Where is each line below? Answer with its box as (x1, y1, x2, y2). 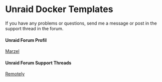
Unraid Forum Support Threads (5, 59, 72, 66)
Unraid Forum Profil (5, 37, 47, 43)
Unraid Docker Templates (5, 4, 113, 15)
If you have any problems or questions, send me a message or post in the (5, 20, 157, 26)
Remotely (5, 71, 25, 77)
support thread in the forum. (5, 25, 64, 31)
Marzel (5, 48, 20, 54)
